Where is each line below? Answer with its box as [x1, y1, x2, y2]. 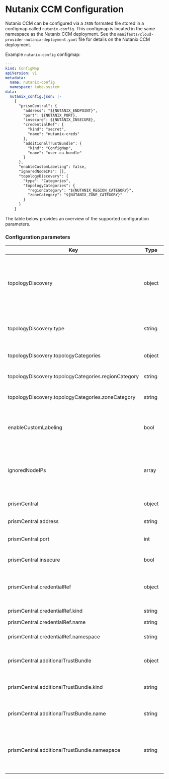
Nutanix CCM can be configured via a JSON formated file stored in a [5, 20, 144, 26]
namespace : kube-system [10, 85, 59, 90]
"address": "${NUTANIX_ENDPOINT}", [23, 108, 98, 113]
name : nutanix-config [10, 80, 55, 85]
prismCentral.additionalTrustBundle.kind [8, 684, 103, 691]
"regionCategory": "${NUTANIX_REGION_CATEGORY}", [27, 188, 134, 193]
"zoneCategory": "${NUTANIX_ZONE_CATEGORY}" [27, 193, 123, 198]
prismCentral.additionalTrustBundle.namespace [8, 747, 121, 754]
